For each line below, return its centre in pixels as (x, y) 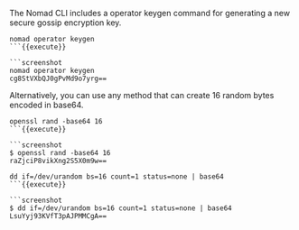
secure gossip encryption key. (65, 23)
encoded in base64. (47, 105)
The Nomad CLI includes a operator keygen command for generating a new (150, 13)
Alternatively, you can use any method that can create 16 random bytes (142, 95)
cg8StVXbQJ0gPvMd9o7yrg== (58, 78)
